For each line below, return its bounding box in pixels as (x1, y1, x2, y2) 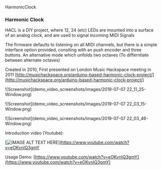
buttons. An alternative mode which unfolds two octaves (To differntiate (5, 52, 149, 58)
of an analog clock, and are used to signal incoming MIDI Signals (5, 33, 135, 38)
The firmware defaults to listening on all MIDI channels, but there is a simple (5, 42, 157, 48)
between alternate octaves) (5, 57, 60, 63)
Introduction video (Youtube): (5, 130, 64, 136)
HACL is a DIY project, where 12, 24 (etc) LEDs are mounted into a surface (5, 27, 154, 33)
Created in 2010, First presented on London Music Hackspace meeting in (5, 67, 152, 72)
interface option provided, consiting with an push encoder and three (5, 47, 142, 53)
